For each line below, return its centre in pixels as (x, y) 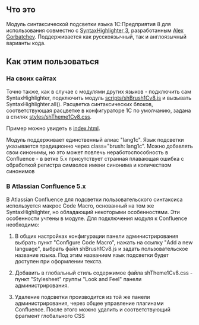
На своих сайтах (31, 78)
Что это (21, 10)
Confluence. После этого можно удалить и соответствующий (92, 309)
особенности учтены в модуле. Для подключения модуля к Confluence (97, 218)
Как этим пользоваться (53, 62)
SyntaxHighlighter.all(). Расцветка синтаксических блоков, (80, 104)
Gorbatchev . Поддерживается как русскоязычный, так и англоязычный (97, 36)
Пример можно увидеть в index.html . (53, 128)
